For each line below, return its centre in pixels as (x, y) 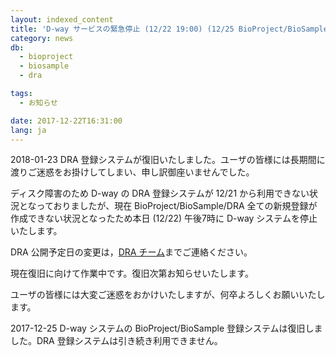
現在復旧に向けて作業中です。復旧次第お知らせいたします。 (132, 273)
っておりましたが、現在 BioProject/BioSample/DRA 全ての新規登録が (177, 206)
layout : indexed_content (62, 19)
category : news (42, 38)
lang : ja (28, 130)
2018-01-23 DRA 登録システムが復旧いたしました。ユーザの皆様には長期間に (168, 160)
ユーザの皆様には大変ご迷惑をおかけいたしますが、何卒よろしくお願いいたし (168, 295)
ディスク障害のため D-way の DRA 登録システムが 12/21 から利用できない (160, 193)
